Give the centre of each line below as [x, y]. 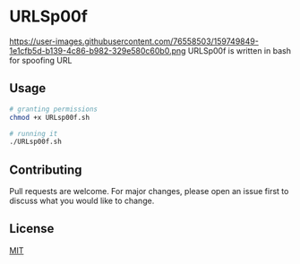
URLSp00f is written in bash [239, 50]
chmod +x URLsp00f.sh [50, 117]
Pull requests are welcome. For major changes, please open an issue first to [149, 192]
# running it [34, 133]
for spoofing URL [41, 60]
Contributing [46, 170]
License [32, 229]
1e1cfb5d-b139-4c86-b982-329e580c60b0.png [98, 50]
